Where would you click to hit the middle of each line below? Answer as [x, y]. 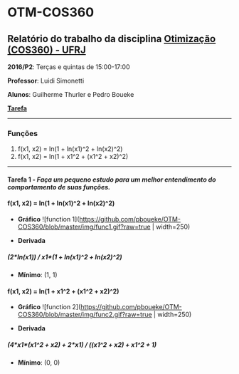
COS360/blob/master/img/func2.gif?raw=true [85, 315]
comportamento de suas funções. [59, 187]
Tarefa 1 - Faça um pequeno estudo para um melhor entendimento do [112, 180]
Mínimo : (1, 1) [38, 275]
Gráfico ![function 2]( [49, 307]
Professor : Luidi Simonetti [46, 80]
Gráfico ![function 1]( [48, 219]
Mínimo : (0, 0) [39, 363]
